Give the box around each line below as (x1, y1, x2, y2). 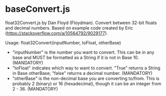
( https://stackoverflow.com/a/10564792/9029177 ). (5, 30, 108, 36)
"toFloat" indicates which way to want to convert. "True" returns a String (12, 65, 161, 71)
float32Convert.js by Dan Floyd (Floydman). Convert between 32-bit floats (5, 20, 157, 26)
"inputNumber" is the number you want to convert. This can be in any (12, 49, 155, 55)
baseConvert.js (5, 3, 70, 15)
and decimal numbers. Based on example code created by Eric (5, 25, 133, 31)
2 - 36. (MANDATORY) (12, 86, 58, 92)
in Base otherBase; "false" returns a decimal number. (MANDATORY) (12, 70, 153, 76)
